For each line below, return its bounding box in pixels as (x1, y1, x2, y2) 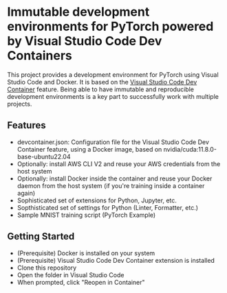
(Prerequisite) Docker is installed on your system (17, 248, 155, 257)
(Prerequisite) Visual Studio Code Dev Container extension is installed (17, 256, 215, 264)
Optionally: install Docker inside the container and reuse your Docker (17, 174, 213, 183)
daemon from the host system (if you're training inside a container (17, 181, 205, 189)
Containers (7, 48, 72, 64)
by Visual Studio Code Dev (7, 34, 162, 49)
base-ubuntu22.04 (17, 152, 71, 161)
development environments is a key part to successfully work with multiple (7, 92, 219, 100)
